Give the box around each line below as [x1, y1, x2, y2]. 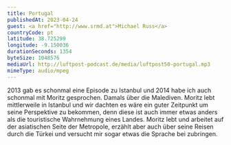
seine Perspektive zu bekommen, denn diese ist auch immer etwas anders [7, 107, 218, 116]
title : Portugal [7, 10, 54, 17]
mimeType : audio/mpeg [7, 67, 69, 74]
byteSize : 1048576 [7, 55, 60, 62]
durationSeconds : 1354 [7, 49, 72, 55]
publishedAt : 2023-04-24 [7, 16, 78, 23]
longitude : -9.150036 [7, 42, 69, 49]
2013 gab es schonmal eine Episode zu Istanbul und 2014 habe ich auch [7, 86, 212, 94]
